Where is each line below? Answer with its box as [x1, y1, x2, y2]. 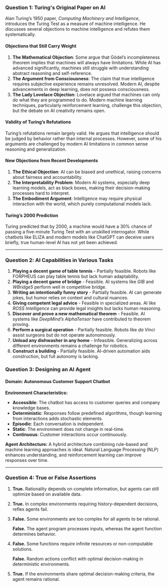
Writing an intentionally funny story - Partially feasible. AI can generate [12, 289, 162, 295]
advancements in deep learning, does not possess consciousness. [12, 86, 150, 92]
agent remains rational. [12, 576, 60, 582]
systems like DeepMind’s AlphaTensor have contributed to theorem [12, 316, 151, 322]
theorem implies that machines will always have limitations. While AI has [12, 59, 161, 65]
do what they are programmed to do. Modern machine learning [12, 97, 142, 103]
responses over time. [5, 457, 49, 463]
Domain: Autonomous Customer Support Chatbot [5, 378, 110, 384]
